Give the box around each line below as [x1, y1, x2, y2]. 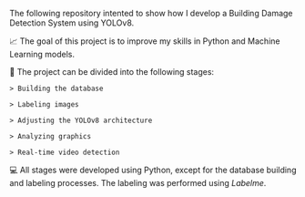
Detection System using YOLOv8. [9, 17, 135, 28]
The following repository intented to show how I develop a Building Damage [9, 8, 293, 18]
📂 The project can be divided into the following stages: [9, 67, 215, 77]
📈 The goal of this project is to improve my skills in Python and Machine [9, 36, 280, 47]
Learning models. [9, 49, 76, 59]
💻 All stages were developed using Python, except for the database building [9, 164, 297, 175]
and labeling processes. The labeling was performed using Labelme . [9, 178, 267, 188]
